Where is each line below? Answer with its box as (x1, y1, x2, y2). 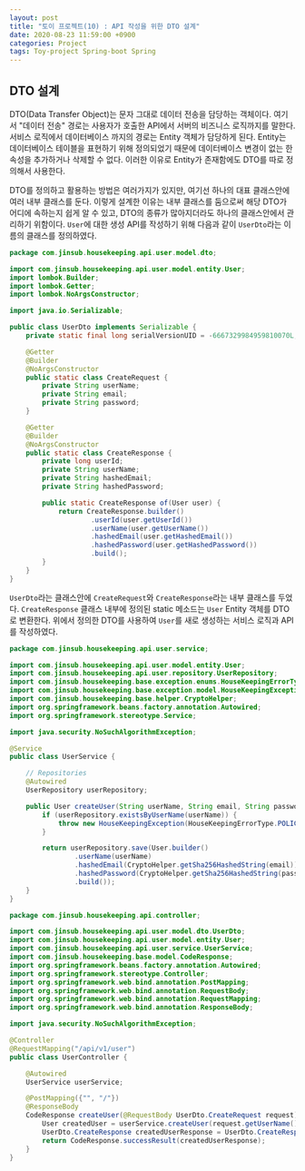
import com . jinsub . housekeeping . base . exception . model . (9, 686, 221, 695)
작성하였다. (18, 625, 59, 636)
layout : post (9, 13, 59, 23)
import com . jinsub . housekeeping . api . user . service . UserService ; (9, 944, 254, 953)
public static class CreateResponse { (25, 448, 172, 458)
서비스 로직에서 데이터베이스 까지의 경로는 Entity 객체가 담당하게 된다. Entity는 (9, 131, 287, 142)
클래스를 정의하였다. (25, 230, 97, 241)
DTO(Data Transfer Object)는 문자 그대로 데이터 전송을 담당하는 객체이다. (9, 108, 272, 119)
